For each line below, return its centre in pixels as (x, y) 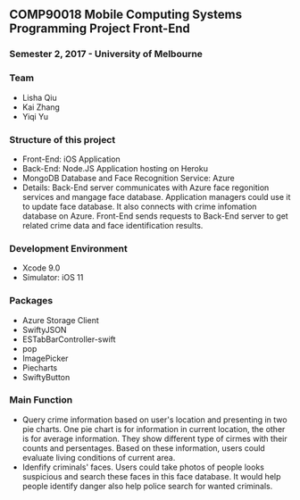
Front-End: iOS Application (71, 159)
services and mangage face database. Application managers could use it (156, 196)
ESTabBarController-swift (69, 339)
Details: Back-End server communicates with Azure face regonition (146, 187)
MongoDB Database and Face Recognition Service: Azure (128, 178)
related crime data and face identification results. (112, 225)
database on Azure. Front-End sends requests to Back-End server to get (155, 216)
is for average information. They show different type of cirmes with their (154, 438)
